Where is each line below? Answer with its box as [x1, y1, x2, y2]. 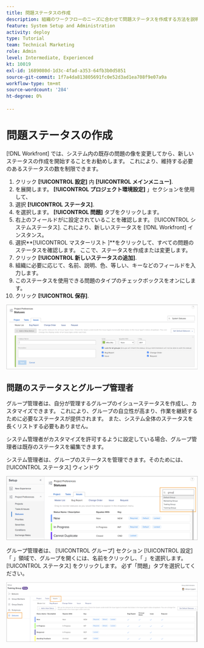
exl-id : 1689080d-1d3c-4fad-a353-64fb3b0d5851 [6, 68, 126, 74]
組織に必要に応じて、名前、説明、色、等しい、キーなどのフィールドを [15, 262, 191, 269]
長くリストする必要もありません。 [6, 423, 92, 430]
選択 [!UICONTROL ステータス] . [15, 201, 95, 208]
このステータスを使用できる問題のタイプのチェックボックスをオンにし [15, 277, 191, 284]
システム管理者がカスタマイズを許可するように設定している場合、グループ [6, 436, 192, 443]
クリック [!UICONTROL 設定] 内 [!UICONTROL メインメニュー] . [15, 178, 173, 185]
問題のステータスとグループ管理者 [6, 383, 134, 392]
